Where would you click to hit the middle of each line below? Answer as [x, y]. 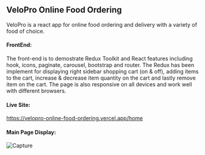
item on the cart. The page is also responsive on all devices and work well [99, 84]
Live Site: [18, 105]
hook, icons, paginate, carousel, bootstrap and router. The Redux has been [100, 65]
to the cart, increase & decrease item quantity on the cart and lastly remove [101, 78]
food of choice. [25, 31]
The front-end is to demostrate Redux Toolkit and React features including [100, 59]
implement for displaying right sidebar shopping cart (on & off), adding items [103, 72]
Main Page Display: [31, 132]
